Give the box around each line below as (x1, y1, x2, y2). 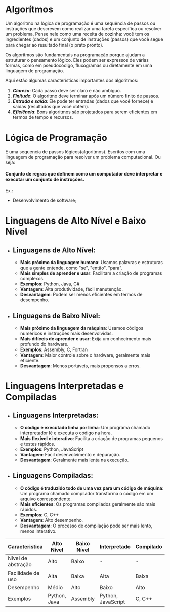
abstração (8, 561, 32, 568)
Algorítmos (5, 4, 54, 15)
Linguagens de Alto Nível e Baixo (5, 215, 146, 227)
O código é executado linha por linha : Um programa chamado (20, 424, 151, 430)
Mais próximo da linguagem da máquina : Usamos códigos (20, 325, 144, 331)
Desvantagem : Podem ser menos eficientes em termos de (20, 292, 143, 298)
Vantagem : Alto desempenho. (20, 517, 83, 523)
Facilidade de (8, 569, 40, 576)
